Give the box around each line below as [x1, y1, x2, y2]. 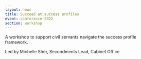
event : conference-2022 [5, 16, 53, 21]
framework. [5, 39, 28, 45]
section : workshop [5, 20, 42, 26]
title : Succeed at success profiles [5, 12, 79, 17]
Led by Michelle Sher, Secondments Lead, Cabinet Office [5, 49, 120, 55]
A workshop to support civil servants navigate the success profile [5, 34, 137, 40]
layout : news [5, 7, 32, 12]
